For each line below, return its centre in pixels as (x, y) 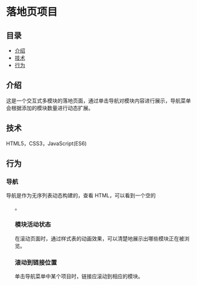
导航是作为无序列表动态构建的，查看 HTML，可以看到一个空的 (81, 195)
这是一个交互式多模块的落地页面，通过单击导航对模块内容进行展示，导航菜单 (98, 101)
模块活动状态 (33, 225)
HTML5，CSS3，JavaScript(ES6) (46, 143)
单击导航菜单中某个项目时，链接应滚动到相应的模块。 (79, 276)
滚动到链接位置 (36, 262)
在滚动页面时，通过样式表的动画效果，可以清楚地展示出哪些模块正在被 (99, 238)
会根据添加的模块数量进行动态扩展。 (50, 108)
